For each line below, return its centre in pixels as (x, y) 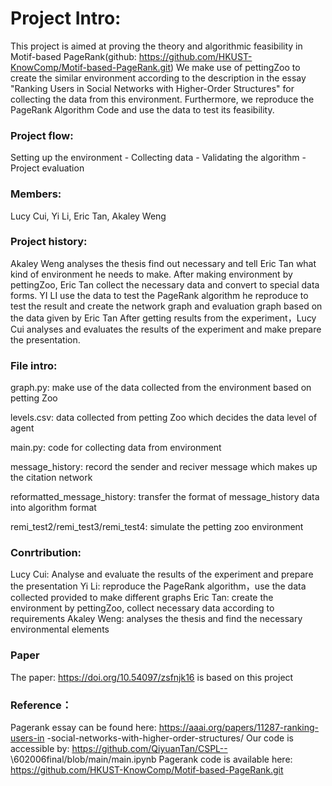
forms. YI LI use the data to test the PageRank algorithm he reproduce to (159, 295)
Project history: (49, 242)
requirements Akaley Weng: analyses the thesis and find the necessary (156, 619)
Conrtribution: (46, 553)
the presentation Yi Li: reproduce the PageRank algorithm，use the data (158, 586)
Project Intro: (66, 18)
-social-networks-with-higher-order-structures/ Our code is (170, 738)
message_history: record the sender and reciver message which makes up (164, 467)
